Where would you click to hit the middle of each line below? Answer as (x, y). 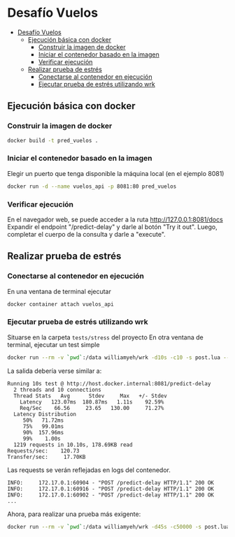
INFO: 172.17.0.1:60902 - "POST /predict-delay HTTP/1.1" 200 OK (111, 495)
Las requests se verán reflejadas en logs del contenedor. (89, 470)
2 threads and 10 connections (57, 390)
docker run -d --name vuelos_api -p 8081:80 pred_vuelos (92, 186)
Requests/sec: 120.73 (43, 451)
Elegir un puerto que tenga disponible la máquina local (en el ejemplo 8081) (116, 173)
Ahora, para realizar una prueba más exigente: (74, 514)
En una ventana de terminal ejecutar (59, 291)
